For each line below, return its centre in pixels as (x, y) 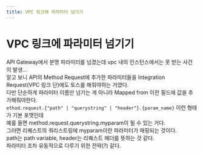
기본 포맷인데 (28, 115)
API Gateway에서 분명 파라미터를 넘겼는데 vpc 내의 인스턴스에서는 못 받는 (94, 62)
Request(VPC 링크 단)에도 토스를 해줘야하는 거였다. (68, 84)
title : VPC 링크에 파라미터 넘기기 (45, 12)
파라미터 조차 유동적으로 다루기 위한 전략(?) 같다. (64, 145)
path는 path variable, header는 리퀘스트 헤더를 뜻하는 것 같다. (80, 138)
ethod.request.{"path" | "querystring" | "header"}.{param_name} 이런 (96, 108)
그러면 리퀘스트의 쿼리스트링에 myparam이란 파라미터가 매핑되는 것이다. (92, 130)
